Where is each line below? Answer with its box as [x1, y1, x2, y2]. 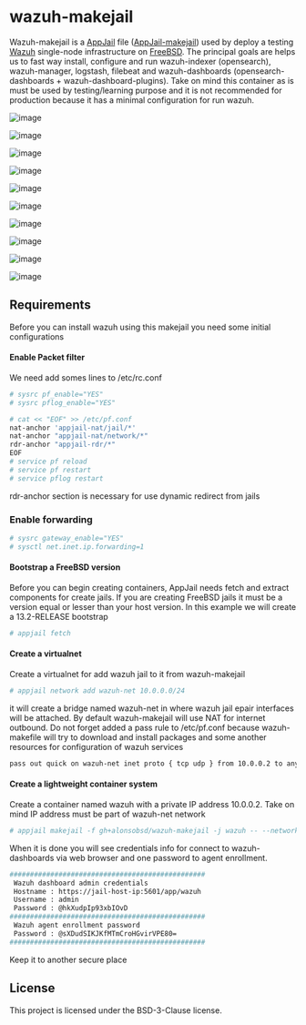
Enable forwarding [9, 512, 93, 525]
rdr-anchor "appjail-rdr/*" [9, 440, 117, 450]
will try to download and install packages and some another [43, 731, 267, 743]
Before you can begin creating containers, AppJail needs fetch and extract [9, 582, 290, 593]
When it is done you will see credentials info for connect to [9, 842, 230, 853]
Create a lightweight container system [9, 778, 158, 789]
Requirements [9, 298, 91, 313]
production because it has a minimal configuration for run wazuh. [9, 94, 255, 106]
